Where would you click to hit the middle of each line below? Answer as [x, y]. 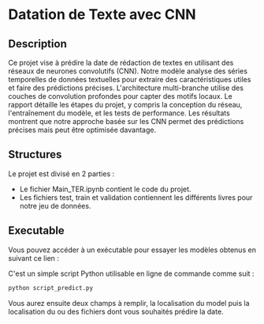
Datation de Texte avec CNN [102, 15]
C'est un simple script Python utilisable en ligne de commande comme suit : [131, 273]
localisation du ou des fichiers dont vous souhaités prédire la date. [116, 311]
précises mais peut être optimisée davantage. [82, 130]
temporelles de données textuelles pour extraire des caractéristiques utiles [130, 79]
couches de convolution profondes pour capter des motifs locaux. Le [120, 96]
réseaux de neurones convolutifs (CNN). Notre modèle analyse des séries [128, 71]
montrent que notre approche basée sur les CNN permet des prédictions [126, 121]
